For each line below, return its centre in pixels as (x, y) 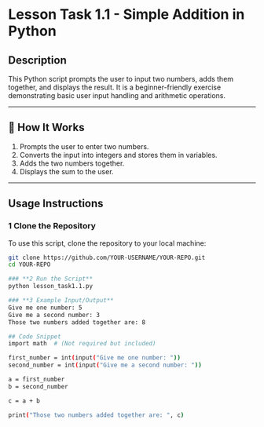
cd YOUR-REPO (29, 265)
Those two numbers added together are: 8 (77, 322)
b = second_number (38, 386)
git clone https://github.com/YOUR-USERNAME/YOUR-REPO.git (107, 257)
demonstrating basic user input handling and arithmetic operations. (117, 95)
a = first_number (37, 379)
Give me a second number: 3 (54, 315)
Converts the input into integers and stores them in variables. (118, 155)
